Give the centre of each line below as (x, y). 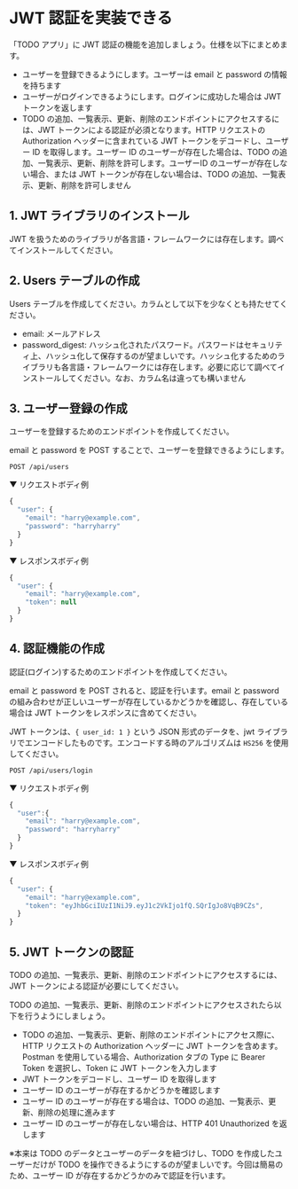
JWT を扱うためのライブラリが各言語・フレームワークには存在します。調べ (146, 239)
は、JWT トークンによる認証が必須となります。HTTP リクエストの (144, 129)
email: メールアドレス (61, 333)
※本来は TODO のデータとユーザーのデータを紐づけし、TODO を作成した (142, 1153)
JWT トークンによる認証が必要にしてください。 (96, 986)
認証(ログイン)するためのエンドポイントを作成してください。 (121, 671)
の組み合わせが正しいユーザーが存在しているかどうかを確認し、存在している (149, 701)
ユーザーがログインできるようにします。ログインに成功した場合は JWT (152, 96)
